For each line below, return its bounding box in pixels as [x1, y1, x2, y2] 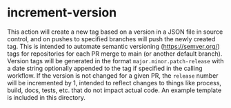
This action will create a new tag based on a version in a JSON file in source [7, 28, 223, 36]
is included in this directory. [7, 93, 86, 101]
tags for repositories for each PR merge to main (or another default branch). [7, 50, 223, 58]
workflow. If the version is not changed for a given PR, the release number [7, 71, 219, 80]
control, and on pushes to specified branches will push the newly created [7, 34, 216, 43]
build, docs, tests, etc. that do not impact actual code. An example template [7, 86, 222, 94]
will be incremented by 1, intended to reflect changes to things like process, [7, 78, 222, 87]
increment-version [7, 5, 117, 21]
